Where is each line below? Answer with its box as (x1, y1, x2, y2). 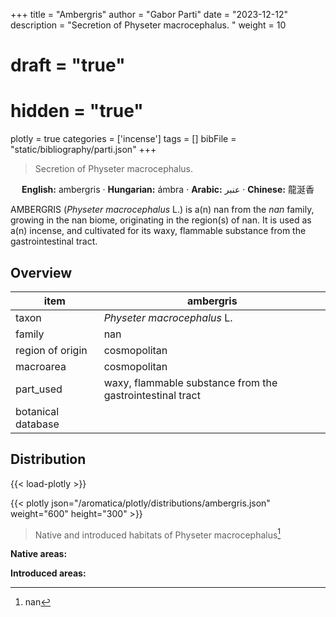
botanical (15, 404, 60, 418)
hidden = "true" (10, 100, 144, 123)
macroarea (15, 359, 67, 373)
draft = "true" (10, 54, 126, 77)
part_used (15, 382, 63, 396)
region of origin (15, 343, 88, 357)
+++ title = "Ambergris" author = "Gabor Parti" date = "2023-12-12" (10, 9, 288, 20)
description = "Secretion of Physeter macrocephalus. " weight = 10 (10, 19, 287, 31)
